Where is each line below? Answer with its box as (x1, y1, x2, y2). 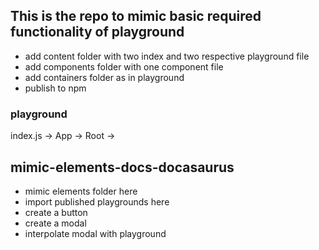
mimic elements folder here (24, 185, 138, 197)
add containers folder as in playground (24, 71, 185, 83)
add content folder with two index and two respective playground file (24, 50, 310, 62)
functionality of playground (10, 24, 185, 41)
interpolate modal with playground (24, 227, 167, 239)
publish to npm (24, 82, 87, 94)
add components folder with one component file (24, 60, 224, 73)
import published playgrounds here (24, 195, 170, 208)
